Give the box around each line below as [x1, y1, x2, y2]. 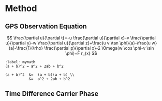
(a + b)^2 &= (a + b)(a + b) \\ [5, 72, 75, 77]
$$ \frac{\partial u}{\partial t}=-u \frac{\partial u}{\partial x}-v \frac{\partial [6, 35, 156, 41]
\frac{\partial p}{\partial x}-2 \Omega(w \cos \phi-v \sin [44, 45, 154, 51]
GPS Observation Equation [5, 22, 87, 30]
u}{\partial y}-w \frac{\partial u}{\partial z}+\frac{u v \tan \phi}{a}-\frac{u [5, 40, 151, 46]
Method [5, 3, 37, 14]
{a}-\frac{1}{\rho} [8, 45, 44, 51]
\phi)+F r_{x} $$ [65, 50, 98, 56]
